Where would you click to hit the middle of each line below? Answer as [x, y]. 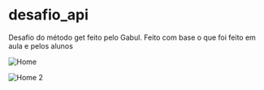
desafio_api [49, 15]
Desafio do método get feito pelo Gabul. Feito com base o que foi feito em [132, 37]
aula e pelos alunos [41, 45]
